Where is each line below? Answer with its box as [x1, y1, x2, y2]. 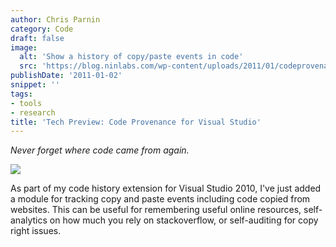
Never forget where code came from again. [10, 144, 190, 156]
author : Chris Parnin [10, 14, 101, 25]
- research [10, 107, 56, 118]
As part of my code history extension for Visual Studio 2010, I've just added [10, 182, 322, 195]
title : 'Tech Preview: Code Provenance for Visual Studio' [10, 117, 262, 127]
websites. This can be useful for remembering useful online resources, [10, 204, 302, 216]
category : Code [10, 24, 74, 34]
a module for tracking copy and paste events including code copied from [10, 193, 311, 205]
